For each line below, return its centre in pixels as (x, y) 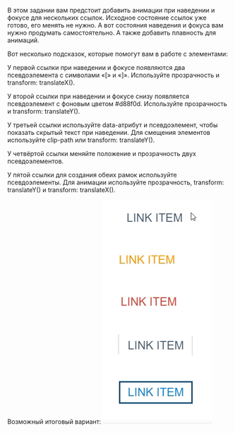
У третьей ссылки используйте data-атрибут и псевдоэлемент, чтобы (113, 125)
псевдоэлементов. (36, 161)
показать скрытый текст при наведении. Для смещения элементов (109, 132)
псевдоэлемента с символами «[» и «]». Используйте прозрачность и (114, 75)
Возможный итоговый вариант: (54, 422)
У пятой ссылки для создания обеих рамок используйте (92, 175)
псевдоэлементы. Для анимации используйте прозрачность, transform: (116, 182)
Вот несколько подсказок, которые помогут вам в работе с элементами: (117, 54)
